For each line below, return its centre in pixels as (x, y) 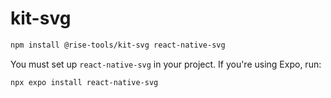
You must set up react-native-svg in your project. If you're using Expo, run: (166, 64)
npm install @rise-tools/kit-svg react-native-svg (118, 45)
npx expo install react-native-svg (84, 82)
